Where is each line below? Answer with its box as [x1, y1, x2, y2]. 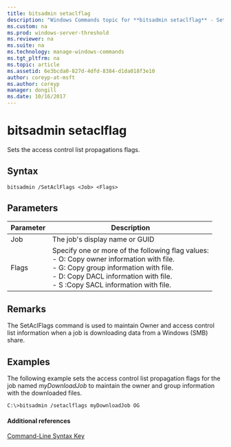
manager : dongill [7, 87, 57, 94]
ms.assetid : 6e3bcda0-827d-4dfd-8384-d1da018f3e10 [7, 67, 155, 74]
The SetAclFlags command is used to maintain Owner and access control [7, 321, 215, 330]
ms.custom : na [7, 23, 48, 30]
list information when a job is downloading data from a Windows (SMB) [7, 329, 208, 337]
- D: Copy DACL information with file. [52, 271, 173, 281]
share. [7, 336, 25, 345]
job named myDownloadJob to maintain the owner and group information [7, 382, 215, 390]
